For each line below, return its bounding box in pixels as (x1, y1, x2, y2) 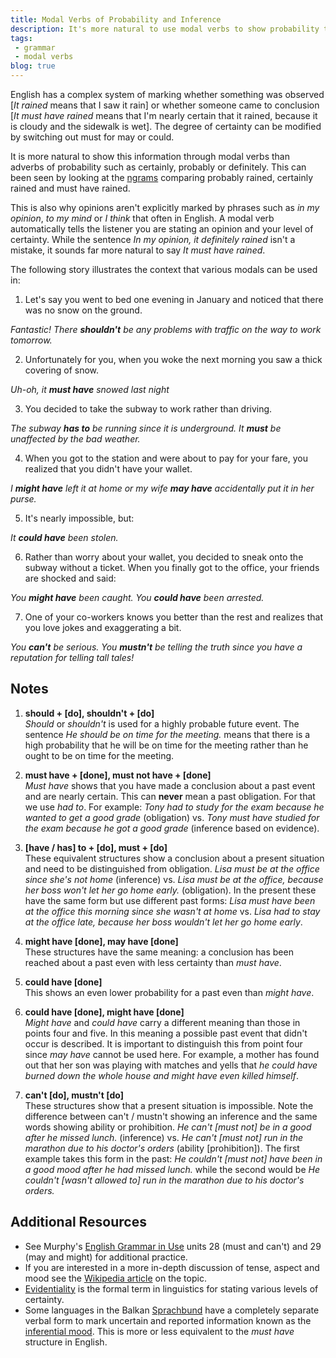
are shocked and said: (24, 572, 117, 584)
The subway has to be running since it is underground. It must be (10, 422, 282, 434)
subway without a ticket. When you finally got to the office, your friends (24, 562, 320, 573)
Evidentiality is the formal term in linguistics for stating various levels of (24, 1282, 319, 1295)
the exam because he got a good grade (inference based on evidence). (24, 822, 320, 834)
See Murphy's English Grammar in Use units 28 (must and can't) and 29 (24, 1240, 322, 1252)
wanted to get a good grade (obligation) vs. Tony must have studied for (24, 811, 320, 823)
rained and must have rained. (10, 182, 131, 194)
